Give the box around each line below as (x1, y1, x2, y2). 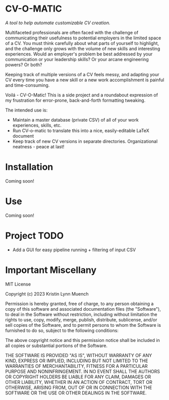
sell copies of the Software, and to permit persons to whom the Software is (5, 322, 161, 328)
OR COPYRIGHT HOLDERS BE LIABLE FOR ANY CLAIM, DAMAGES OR (5, 374, 151, 380)
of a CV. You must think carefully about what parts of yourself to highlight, (5, 40, 159, 46)
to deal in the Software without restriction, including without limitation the (5, 311, 157, 317)
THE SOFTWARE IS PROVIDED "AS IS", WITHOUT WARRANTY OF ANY (5, 352, 152, 358)
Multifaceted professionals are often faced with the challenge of (5, 29, 139, 35)
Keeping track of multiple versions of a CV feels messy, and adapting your (5, 71, 159, 77)
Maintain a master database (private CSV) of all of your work (12, 117, 139, 123)
